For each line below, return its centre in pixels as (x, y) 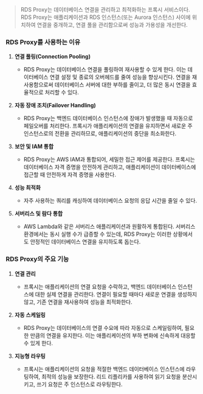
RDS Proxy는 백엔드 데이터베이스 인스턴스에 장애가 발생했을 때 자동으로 (108, 118)
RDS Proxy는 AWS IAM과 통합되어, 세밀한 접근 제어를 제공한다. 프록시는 (109, 159)
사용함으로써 (38, 85)
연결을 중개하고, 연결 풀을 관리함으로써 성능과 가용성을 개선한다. (112, 25)
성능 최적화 (27, 188)
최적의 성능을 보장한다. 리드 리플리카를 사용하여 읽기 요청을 (111, 376)
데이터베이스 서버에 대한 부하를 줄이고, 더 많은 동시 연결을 (122, 85)
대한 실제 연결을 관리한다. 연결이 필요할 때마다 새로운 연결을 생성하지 (116, 294)
